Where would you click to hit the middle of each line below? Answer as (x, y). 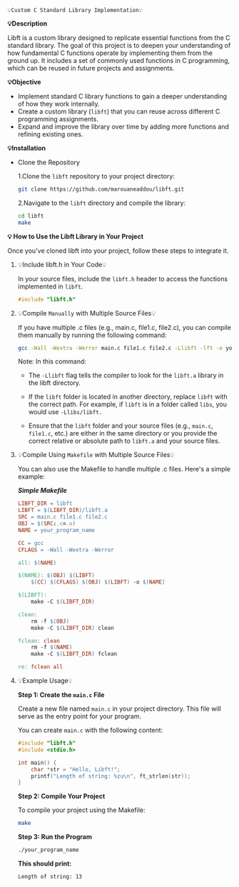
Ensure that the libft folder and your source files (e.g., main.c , (121, 426)
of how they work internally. (59, 104)
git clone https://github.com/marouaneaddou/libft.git (101, 189)
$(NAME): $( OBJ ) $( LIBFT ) (56, 576)
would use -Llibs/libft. (65, 412)
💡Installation (27, 148)
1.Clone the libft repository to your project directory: (96, 176)
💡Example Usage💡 (45, 681)
